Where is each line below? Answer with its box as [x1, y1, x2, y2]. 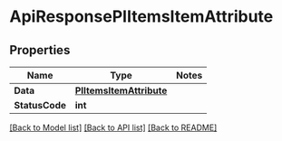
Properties [9, 42, 71, 58]
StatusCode [14, 99, 66, 111]
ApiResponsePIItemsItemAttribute [9, 6, 274, 27]
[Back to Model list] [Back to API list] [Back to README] [9, 122, 218, 133]
